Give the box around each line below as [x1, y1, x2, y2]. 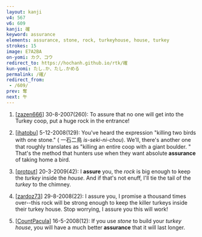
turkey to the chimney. [15, 180, 72, 188]
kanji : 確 [6, 26, 30, 32]
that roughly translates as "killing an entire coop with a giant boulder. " [15, 143, 191, 150]
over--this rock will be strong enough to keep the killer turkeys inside [15, 199, 188, 206]
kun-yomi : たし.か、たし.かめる [6, 65, 80, 72]
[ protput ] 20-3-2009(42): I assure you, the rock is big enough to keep [15, 168, 191, 175]
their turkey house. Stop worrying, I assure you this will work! [15, 205, 169, 213]
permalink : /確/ [6, 71, 47, 77]
